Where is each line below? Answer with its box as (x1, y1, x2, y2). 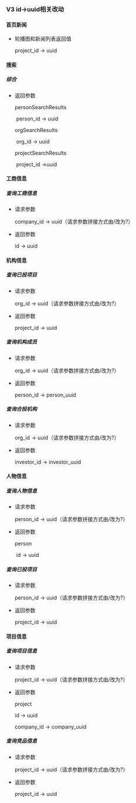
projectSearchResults (14, 149, 67, 156)
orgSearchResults (14, 126, 58, 133)
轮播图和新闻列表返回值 (14, 35, 72, 42)
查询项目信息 (6, 647, 37, 654)
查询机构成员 (6, 338, 37, 346)
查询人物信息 (6, 487, 37, 494)
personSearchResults (14, 103, 67, 110)
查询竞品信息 (6, 738, 37, 745)
